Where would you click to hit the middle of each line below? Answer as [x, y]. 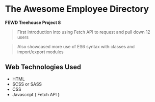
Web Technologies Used [43, 67]
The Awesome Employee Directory [77, 9]
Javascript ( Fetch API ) [36, 94]
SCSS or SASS [27, 84]
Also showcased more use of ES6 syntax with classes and [76, 46]
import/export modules [40, 52]
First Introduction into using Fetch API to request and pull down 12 [84, 32]
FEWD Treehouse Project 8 [33, 22]
